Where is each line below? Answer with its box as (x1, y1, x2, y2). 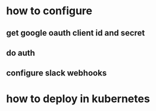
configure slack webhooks (6, 68, 107, 78)
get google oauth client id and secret (6, 28, 145, 38)
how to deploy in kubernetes (6, 92, 150, 105)
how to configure (6, 4, 92, 18)
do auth (6, 47, 36, 58)
